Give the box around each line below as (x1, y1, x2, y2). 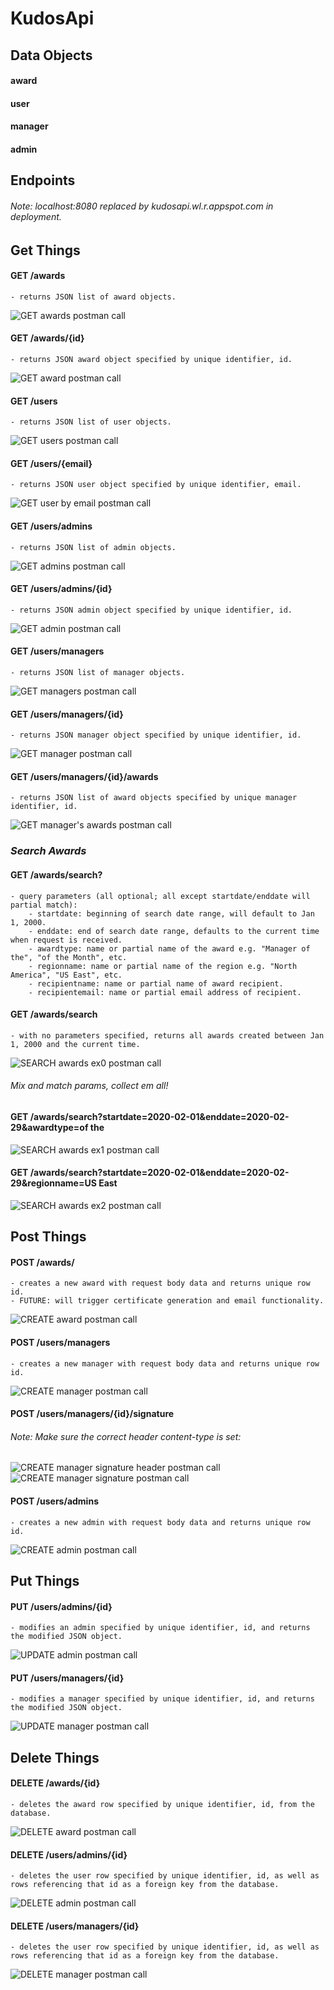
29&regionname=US (10, 1177, 97, 1189)
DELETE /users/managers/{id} (10, 1920, 140, 1932)
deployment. (10, 210, 62, 222)
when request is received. (10, 935, 123, 945)
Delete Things (10, 1749, 100, 1766)
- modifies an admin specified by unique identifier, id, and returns (10, 1623, 311, 1633)
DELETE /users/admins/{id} (10, 1848, 128, 1861)
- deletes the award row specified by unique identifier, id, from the (10, 1799, 315, 1809)
